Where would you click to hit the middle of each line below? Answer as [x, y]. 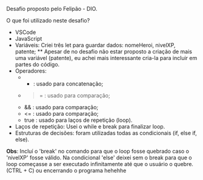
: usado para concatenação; [68, 84]
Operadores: [31, 71]
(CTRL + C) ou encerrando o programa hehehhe [66, 170]
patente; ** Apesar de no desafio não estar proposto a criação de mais [104, 52]
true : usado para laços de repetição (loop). [78, 120]
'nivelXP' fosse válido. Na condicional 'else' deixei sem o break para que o [99, 158]
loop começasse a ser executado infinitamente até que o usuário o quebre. [100, 164]
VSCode [25, 32]
